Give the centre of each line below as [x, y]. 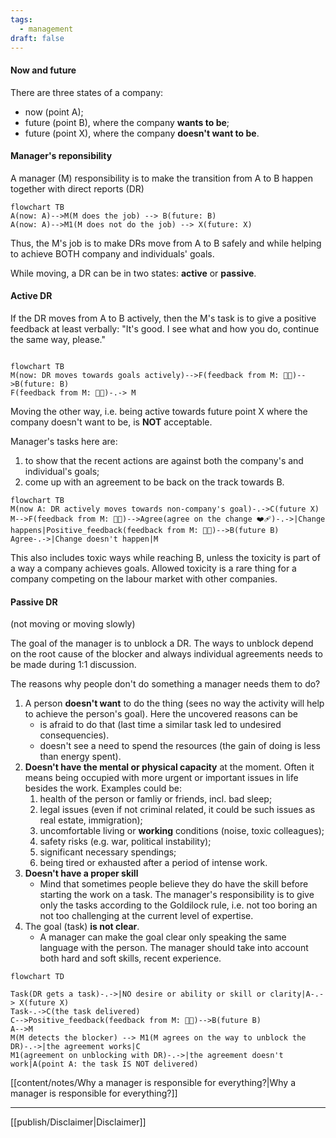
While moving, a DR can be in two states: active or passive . [133, 273]
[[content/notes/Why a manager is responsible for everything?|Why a [153, 1083]
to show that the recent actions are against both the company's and [164, 460]
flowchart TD [37, 977]
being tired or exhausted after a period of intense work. [153, 863]
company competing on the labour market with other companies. [144, 578]
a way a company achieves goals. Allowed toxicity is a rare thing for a [153, 568]
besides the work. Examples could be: [103, 788]
